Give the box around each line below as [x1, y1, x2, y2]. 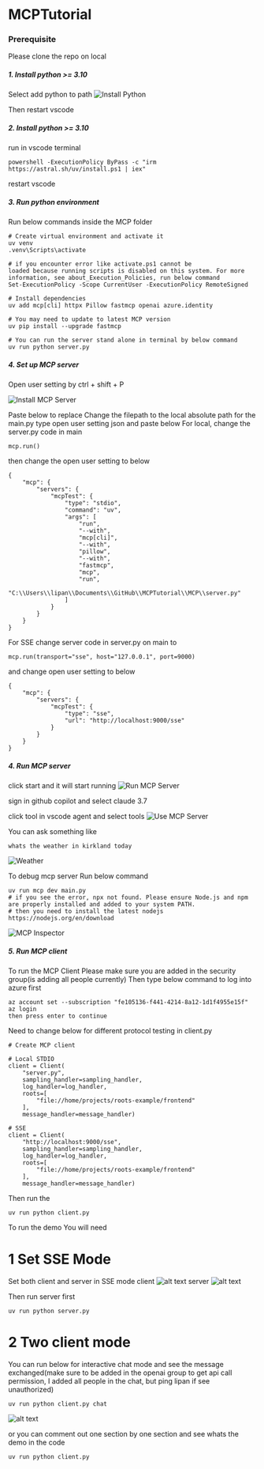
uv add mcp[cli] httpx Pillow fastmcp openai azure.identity [8, 302, 214, 310]
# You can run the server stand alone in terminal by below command [8, 336, 238, 345]
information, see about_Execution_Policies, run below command [8, 274, 221, 282]
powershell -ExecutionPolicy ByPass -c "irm [8, 158, 157, 167]
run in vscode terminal [8, 143, 81, 153]
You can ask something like [8, 827, 97, 836]
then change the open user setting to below [8, 456, 151, 466]
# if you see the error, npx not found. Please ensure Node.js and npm [8, 893, 248, 902]
